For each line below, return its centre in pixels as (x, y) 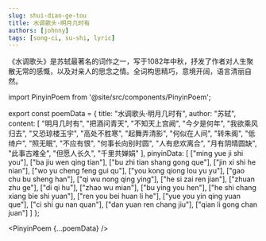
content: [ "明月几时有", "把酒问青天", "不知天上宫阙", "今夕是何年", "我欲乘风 (133, 123)
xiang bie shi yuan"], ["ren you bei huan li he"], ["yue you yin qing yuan (124, 196)
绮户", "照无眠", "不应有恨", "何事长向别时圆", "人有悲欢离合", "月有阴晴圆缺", (133, 143)
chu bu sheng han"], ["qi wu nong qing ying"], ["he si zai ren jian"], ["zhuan (132, 179)
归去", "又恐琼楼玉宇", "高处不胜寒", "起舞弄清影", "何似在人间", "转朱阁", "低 (132, 134)
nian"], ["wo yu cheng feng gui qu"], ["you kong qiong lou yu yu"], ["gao (126, 171)
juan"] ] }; (24, 213)
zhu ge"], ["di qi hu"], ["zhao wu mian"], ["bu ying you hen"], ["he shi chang (132, 188)
